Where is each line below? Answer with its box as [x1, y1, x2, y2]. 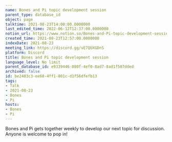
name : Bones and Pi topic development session [5, 7, 106, 13]
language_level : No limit [5, 60, 60, 65]
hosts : [5, 102, 19, 107]
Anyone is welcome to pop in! [5, 131, 68, 137]
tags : [5, 78, 17, 83]
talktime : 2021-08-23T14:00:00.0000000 [5, 21, 91, 27]
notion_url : [5, 31, 31, 36]
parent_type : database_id [5, 12, 60, 17]
